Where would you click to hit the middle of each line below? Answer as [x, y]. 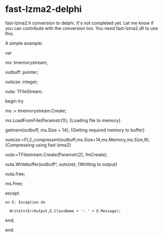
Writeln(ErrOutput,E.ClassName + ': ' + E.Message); [65, 211]
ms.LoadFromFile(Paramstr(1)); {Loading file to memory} [63, 120]
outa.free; [15, 174]
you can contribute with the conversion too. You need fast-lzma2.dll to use [81, 28]
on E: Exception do [25, 202]
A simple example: [24, 43]
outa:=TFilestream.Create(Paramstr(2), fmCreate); [56, 154]
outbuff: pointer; [22, 72]
